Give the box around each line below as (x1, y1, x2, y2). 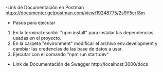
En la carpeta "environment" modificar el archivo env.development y (12, 40, 158, 46)
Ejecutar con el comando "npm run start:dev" (12, 51, 109, 57)
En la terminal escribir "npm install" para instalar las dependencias (12, 30, 154, 35)
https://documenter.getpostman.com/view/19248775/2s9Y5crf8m (5, 10, 145, 16)
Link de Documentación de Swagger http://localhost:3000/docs (12, 61, 148, 67)
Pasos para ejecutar (12, 20, 56, 26)
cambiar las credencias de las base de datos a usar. (12, 46, 123, 52)
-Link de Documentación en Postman (5, 5, 84, 10)
